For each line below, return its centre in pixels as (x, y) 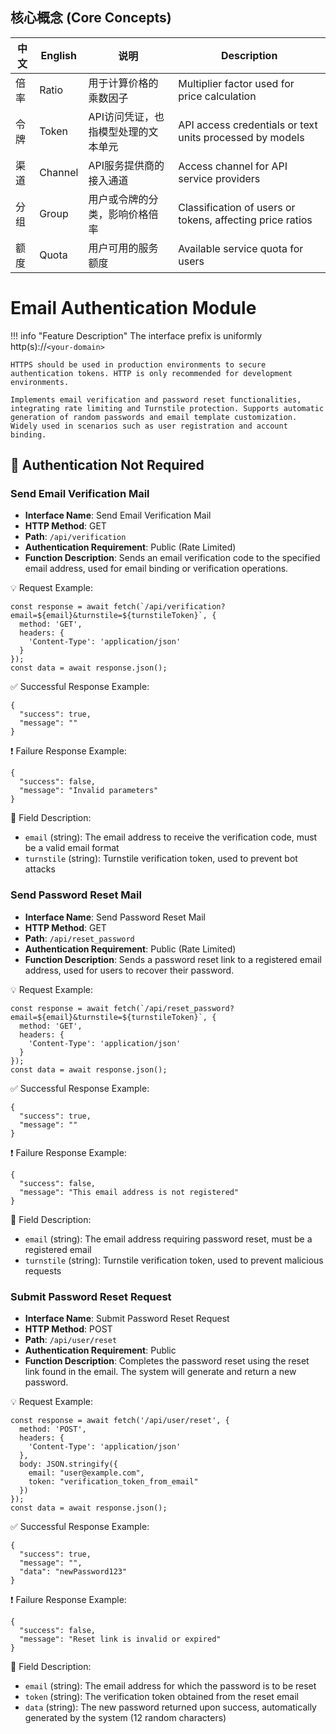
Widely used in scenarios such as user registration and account (149, 426)
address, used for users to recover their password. (129, 970)
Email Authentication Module (133, 308)
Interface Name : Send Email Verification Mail (118, 515)
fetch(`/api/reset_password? (174, 1008)
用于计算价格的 (123, 83)
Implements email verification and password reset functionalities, (156, 399)
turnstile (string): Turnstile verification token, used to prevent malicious (174, 1260)
